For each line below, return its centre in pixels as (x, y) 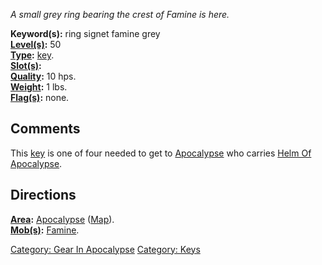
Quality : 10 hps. (43, 76)
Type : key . (32, 55)
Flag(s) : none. (40, 97)
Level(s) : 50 (36, 44)
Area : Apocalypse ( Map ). (62, 219)
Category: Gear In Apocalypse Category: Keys (105, 249)
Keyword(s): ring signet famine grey (85, 33)
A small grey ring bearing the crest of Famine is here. (120, 14)
